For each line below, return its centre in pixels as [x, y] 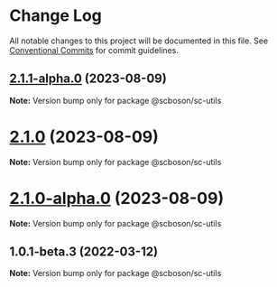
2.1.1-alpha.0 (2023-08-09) [88, 79]
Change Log [55, 16]
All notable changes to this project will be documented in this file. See [139, 41]
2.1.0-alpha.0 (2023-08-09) [116, 198]
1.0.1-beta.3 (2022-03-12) [84, 252]
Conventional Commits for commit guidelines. [94, 50]
